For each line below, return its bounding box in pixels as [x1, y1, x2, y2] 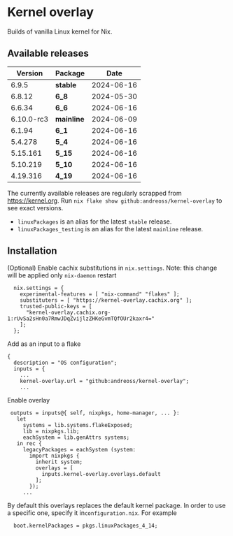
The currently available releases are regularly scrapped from [7, 189, 182, 197]
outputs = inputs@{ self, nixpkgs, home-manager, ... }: [10, 410, 180, 417]
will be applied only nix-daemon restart [7, 270, 117, 280]
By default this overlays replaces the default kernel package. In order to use [7, 501, 226, 509]
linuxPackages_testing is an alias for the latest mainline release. [17, 224, 204, 233]
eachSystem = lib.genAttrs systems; [22, 434, 130, 441]
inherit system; [35, 458, 83, 465]
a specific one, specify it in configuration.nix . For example [7, 508, 177, 517]
